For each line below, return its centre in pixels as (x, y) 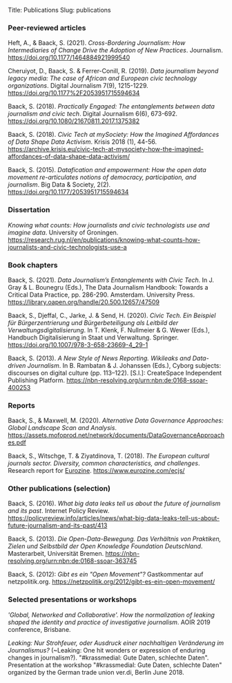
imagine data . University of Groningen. (63, 232)
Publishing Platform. (36, 380)
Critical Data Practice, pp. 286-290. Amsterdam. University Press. (101, 294)
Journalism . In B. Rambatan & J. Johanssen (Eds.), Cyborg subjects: (124, 365)
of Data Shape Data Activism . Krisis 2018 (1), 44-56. (83, 142)
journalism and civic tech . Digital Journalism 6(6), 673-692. (93, 114)
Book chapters (33, 265)
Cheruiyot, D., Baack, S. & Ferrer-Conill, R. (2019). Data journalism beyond (113, 71)
